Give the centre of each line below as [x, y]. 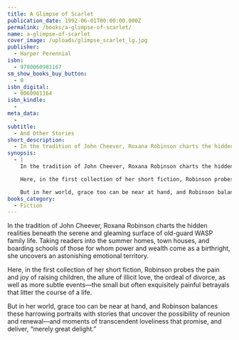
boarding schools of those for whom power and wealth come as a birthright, [119, 248]
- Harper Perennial [43, 54]
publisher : [23, 47]
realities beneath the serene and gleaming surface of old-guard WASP [110, 233]
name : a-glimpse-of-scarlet [49, 34]
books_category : [31, 199]
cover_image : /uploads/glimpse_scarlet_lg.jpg [78, 41]
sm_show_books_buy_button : [47, 73]
